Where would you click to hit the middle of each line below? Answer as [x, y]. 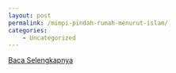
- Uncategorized [50, 38]
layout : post [30, 15]
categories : [28, 30]
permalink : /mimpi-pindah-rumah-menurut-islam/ [88, 23]
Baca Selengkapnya [41, 60]
